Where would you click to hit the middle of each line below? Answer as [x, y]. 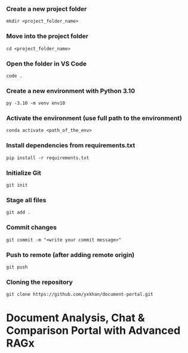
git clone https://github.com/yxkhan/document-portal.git [80, 295]
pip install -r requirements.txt [48, 158]
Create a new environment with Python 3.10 [71, 91]
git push [17, 267]
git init [17, 185]
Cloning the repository [39, 282]
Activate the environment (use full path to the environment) [94, 118]
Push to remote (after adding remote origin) [70, 255]
